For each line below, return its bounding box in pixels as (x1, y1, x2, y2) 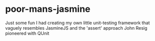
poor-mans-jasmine (5, 3, 91, 15)
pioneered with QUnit (5, 30, 49, 36)
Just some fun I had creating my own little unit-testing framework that (5, 20, 150, 26)
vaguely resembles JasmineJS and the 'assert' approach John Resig (5, 25, 147, 31)
